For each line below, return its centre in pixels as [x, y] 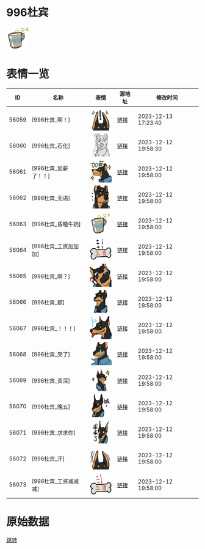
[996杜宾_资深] [51, 380]
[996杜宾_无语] [51, 198]
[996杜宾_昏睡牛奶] [56, 224]
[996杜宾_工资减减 [55, 481]
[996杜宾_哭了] [51, 355]
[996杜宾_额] [48, 302]
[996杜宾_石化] [51, 146]
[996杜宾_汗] [48, 459]
